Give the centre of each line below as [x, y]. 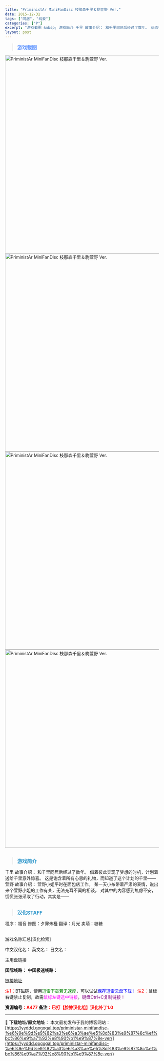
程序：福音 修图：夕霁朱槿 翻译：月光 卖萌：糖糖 [54, 923]
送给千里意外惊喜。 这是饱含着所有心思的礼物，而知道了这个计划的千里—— [81, 878]
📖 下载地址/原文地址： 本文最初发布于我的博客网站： [58, 1022]
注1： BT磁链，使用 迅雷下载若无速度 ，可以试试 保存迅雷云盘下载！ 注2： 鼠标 [81, 991]
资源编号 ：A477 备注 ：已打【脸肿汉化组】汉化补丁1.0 [59, 1007]
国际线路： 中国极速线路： [31, 970]
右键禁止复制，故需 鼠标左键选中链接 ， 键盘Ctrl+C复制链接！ [65, 997]
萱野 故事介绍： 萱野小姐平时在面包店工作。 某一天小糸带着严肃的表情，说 [80, 884]
